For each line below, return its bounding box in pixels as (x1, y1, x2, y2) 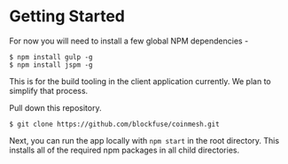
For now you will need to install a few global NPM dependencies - (9, 35, 249, 46)
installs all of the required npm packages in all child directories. (9, 144, 240, 155)
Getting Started (9, 6, 126, 27)
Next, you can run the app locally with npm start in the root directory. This (9, 135, 280, 145)
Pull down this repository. (9, 102, 102, 113)
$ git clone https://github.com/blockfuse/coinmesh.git (9, 120, 220, 129)
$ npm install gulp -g (9, 52, 93, 61)
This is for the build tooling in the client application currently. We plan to (9, 75, 272, 86)
